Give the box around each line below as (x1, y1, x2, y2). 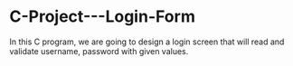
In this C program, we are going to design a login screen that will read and (9, 36, 285, 47)
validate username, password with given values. (9, 45, 189, 56)
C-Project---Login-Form (9, 6, 196, 27)
